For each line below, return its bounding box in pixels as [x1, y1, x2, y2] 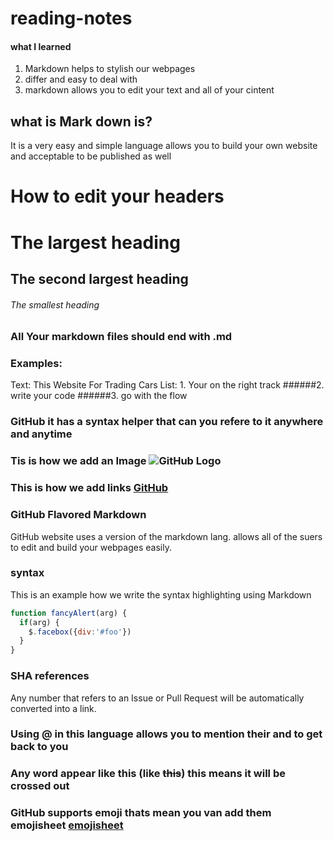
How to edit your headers [10, 185, 225, 208]
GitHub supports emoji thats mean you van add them [10, 806, 272, 820]
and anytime [10, 427, 73, 441]
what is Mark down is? [10, 113, 153, 130]
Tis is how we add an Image [10, 454, 147, 468]
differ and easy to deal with [24, 73, 138, 86]
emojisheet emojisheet [10, 818, 124, 832]
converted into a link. [10, 702, 97, 714]
